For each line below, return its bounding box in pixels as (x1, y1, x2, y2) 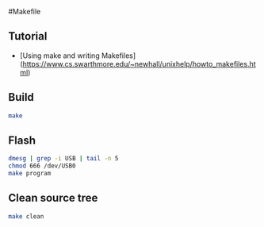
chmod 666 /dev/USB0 (8, 162, 77, 170)
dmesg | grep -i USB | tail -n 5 (8, 155, 119, 163)
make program (8, 170, 52, 178)
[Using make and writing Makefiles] (19, 51, 136, 60)
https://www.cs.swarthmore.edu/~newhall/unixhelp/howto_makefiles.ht (22, 59, 256, 68)
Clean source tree (8, 191, 98, 205)
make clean (8, 212, 44, 221)
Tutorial (8, 29, 48, 43)
